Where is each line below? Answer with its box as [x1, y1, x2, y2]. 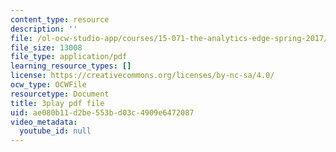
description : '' [10, 24, 78, 34]
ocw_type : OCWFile [10, 80, 87, 90]
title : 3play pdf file [10, 98, 105, 108]
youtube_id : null [19, 126, 92, 136]
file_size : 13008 [10, 42, 83, 53]
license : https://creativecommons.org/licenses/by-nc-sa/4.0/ [10, 71, 275, 81]
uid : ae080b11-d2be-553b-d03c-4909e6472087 [10, 107, 195, 118]
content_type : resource [10, 14, 110, 25]
